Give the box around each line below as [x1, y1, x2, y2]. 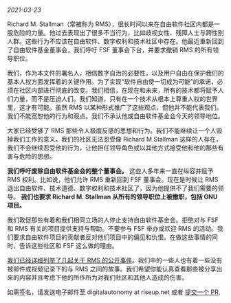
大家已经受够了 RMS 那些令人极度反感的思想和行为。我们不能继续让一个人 [7, 126, 217, 135]
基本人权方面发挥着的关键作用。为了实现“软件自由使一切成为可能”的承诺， [7, 78, 218, 85]
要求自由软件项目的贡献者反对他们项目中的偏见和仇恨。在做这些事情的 [12, 233, 212, 241]
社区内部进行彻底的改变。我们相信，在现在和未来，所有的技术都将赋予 [19, 86, 218, 94]
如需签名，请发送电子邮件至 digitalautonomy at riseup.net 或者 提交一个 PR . [7, 288, 221, 296]
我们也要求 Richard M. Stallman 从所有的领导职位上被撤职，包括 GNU [20, 192, 218, 201]
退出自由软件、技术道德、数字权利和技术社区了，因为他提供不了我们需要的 [7, 184, 218, 192]
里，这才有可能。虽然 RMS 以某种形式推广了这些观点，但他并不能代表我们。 [7, 103, 223, 111]
